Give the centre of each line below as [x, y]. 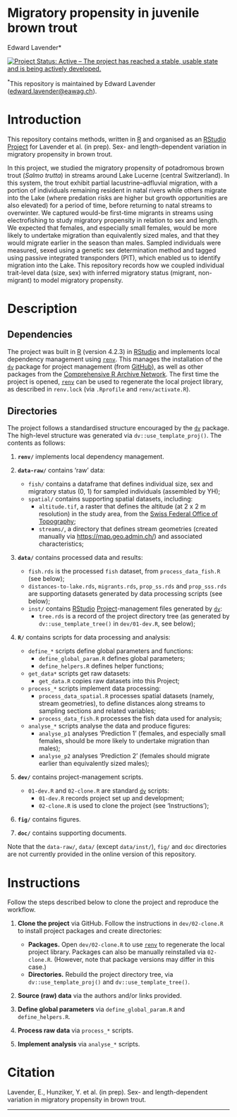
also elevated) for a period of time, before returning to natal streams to [110, 205]
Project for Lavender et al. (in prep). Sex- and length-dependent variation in [117, 147]
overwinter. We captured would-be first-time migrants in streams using [110, 212]
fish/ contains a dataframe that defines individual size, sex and [121, 484]
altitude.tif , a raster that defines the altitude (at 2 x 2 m [122, 506]
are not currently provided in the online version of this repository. [102, 854]
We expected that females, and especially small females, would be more [112, 228]
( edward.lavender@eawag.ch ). [52, 91]
